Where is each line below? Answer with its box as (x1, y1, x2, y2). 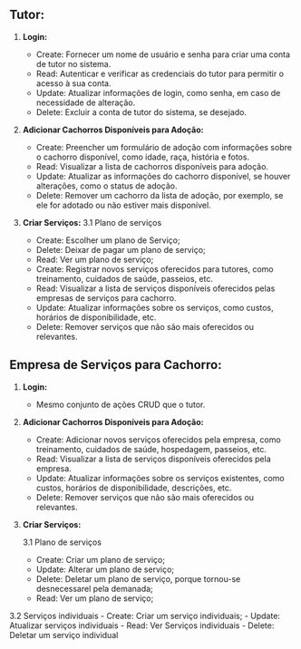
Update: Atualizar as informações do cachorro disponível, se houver (35, 170, 291, 181)
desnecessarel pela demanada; (35, 583, 154, 594)
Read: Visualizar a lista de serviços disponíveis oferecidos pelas (35, 283, 276, 294)
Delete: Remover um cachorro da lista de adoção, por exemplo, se (35, 189, 284, 200)
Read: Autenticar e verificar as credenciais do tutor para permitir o (35, 68, 284, 79)
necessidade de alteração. (35, 97, 136, 108)
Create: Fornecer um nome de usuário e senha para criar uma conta (35, 49, 291, 60)
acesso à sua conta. (35, 77, 112, 89)
